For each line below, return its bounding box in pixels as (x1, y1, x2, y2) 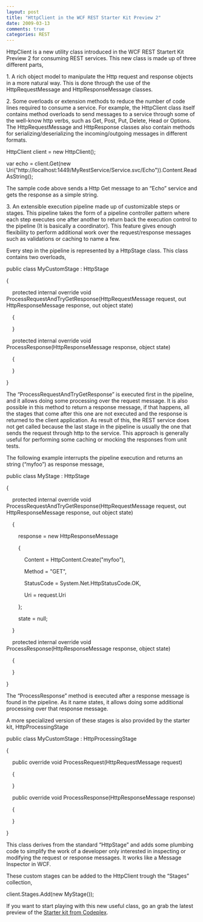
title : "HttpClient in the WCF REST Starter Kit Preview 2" (6, 15, 162, 21)
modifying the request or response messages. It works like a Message (6, 854, 182, 861)
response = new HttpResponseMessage (18, 533, 119, 540)
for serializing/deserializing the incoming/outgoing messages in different (6, 130, 188, 137)
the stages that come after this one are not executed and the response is (6, 410, 188, 417)
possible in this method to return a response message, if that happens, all (6, 404, 190, 411)
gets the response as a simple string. (6, 191, 99, 198)
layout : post (6, 9, 39, 15)
